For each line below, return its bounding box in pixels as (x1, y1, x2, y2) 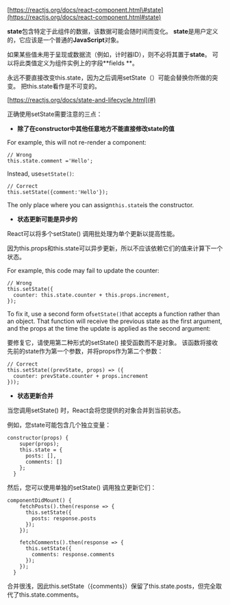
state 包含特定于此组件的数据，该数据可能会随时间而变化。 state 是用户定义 (7, 27, 218, 35)
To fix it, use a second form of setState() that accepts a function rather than (7, 310, 220, 318)
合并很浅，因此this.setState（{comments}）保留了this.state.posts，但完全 (7, 582, 216, 590)
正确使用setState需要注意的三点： (7, 110, 103, 118)
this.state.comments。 (18, 591, 83, 599)
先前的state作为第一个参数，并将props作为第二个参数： (7, 347, 164, 355)
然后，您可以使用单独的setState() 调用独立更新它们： (7, 484, 157, 491)
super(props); (19, 440, 60, 447)
